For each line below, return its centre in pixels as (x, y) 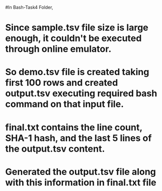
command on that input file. (65, 104)
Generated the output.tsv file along (80, 172)
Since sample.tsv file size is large (77, 28)
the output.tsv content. (55, 149)
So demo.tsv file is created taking (77, 72)
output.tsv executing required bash (81, 93)
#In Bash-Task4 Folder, (29, 7)
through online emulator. (58, 49)
